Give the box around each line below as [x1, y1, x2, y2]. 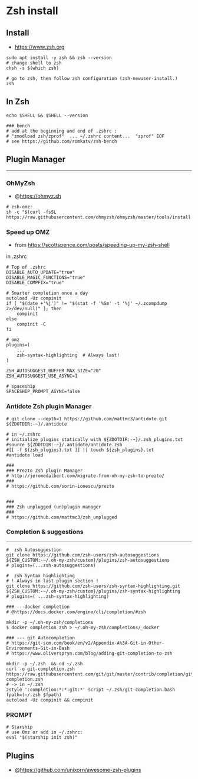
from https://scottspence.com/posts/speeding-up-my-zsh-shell [14, 242, 170, 249]
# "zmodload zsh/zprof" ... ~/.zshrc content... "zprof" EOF [6, 133, 165, 139]
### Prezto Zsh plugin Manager [6, 468, 83, 474]
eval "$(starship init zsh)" [6, 735, 78, 741]
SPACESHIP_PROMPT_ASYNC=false [6, 389, 81, 395]
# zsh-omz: [6, 204, 33, 210]
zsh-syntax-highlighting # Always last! [16, 352, 120, 359]
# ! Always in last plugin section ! [6, 578, 99, 584]
